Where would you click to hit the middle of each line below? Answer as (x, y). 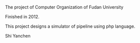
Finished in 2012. (22, 17)
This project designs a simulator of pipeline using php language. (70, 26)
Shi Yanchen (18, 36)
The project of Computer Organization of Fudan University (64, 7)
